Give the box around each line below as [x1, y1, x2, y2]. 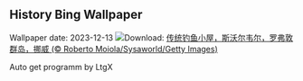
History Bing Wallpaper [9, 7, 143, 22]
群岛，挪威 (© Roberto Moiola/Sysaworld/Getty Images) [9, 43, 219, 54]
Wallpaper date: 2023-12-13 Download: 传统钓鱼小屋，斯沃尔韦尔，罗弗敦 [9, 31, 294, 43]
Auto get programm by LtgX [9, 61, 113, 72]
